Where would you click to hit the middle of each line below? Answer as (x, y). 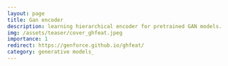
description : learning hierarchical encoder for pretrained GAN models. (115, 26)
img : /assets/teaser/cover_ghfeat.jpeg (65, 33)
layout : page (26, 13)
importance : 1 (28, 39)
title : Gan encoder (35, 20)
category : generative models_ (51, 52)
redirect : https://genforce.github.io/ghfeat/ (76, 45)
